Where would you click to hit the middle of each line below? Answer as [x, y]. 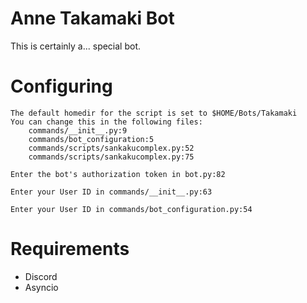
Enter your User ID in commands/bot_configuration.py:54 [131, 209]
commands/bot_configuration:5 [91, 139]
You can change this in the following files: [106, 122]
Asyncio [41, 287]
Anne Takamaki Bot [92, 18]
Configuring [61, 86]
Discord [41, 276]
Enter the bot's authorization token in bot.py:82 [118, 174]
